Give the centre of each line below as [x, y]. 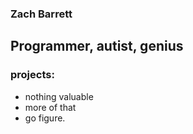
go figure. [45, 118]
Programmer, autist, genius [97, 46]
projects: [32, 75]
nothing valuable [59, 96]
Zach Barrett [41, 14]
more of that [50, 107]
